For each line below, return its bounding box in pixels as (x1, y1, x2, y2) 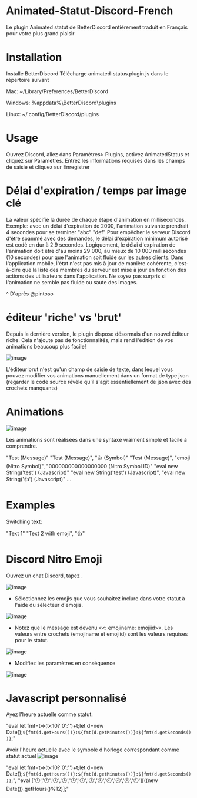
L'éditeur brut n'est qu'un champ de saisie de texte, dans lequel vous (6, 366, 173, 373)
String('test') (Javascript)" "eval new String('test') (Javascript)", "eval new (6, 469, 186, 476)
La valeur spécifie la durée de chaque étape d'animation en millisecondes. (6, 216, 186, 223)
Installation (6, 51, 62, 64)
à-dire (6, 266, 21, 273)
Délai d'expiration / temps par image (6, 184, 187, 197)
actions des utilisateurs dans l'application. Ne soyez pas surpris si (6, 272, 166, 280)
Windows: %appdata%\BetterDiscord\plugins (6, 99, 116, 106)
